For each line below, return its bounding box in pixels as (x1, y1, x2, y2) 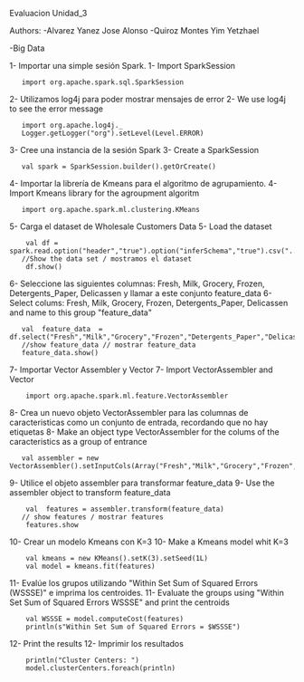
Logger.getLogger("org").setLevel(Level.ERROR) (21, 129, 204, 138)
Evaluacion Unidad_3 (9, 8, 88, 18)
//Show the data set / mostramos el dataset (21, 255, 193, 264)
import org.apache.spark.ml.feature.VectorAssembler (25, 391, 229, 400)
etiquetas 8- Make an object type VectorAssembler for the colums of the (9, 427, 280, 437)
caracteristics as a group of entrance (9, 437, 147, 447)
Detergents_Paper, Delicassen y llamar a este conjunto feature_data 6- (9, 288, 273, 298)
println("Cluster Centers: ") (25, 656, 140, 665)
